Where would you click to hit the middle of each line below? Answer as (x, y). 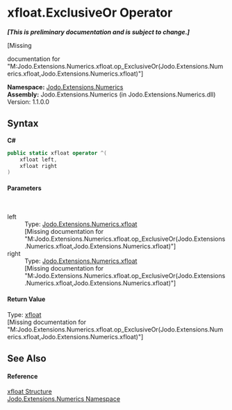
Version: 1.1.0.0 (28, 101)
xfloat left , (39, 160)
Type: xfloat (24, 314)
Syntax (23, 124)
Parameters (24, 188)
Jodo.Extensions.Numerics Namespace (64, 399)
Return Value (26, 299)
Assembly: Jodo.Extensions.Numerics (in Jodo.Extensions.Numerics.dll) (111, 94)
